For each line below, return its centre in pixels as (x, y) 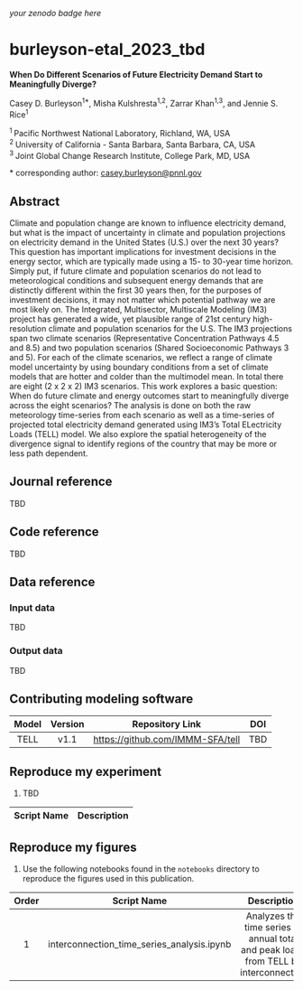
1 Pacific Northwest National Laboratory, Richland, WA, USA (120, 132)
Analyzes (266, 916)
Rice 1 (19, 114)
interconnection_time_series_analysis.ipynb (140, 945)
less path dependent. (49, 453)
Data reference (52, 582)
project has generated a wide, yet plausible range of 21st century (130, 319)
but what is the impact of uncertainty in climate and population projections (147, 233)
